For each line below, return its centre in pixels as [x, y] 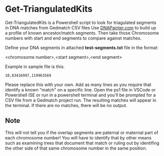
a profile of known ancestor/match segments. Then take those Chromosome [82, 33]
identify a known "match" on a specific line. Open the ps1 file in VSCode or [80, 89]
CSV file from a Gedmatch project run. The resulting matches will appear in [81, 100]
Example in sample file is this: [35, 67]
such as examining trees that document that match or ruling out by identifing [82, 143]
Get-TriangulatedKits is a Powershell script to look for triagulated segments [81, 22]
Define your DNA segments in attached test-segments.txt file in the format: [82, 47]
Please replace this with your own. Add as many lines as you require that [78, 85]
